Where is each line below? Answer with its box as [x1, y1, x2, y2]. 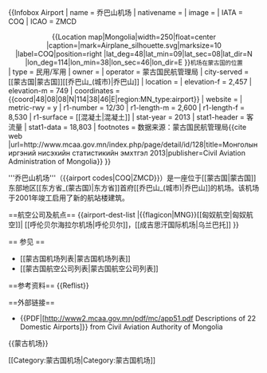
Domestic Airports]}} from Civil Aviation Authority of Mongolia [19, 322, 223, 332]
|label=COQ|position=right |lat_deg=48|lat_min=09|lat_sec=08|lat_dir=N [15, 49, 253, 58]
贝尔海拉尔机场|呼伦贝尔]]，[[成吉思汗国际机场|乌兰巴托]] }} [43, 220, 239, 230]
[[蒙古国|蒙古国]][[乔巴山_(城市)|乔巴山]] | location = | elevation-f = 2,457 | [8, 77, 253, 86]
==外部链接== [8, 298, 56, 307]
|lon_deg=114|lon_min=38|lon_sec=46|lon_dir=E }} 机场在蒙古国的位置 [25, 57, 243, 67]
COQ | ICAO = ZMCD [8, 17, 77, 26]
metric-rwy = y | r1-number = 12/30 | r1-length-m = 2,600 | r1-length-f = [8, 103, 245, 112]
